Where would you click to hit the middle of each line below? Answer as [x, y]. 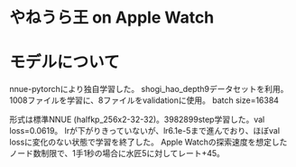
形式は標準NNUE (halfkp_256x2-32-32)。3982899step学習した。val [137, 120]
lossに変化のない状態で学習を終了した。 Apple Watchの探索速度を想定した [148, 142]
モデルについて [65, 62]
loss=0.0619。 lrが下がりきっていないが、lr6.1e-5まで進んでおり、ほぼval [145, 131]
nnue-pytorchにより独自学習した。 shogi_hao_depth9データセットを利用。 [149, 89]
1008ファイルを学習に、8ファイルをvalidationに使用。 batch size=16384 [144, 100]
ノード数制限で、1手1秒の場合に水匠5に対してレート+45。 [117, 153]
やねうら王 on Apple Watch [112, 18]
